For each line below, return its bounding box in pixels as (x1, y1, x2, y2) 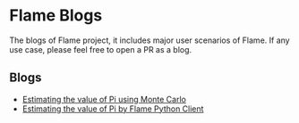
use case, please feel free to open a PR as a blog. (9, 44, 192, 54)
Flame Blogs (9, 5, 103, 26)
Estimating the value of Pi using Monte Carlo (21, 94, 186, 104)
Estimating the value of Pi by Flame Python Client (21, 103, 204, 114)
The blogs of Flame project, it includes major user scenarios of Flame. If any (9, 35, 290, 45)
